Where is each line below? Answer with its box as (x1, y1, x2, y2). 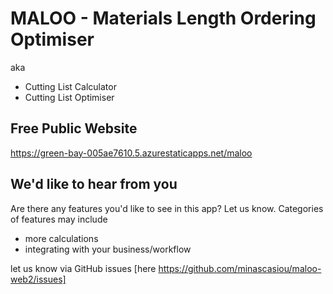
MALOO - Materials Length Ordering (10, 7, 317, 30)
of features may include (10, 213, 108, 225)
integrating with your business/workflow (24, 243, 192, 255)
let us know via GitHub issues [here (10, 262, 157, 274)
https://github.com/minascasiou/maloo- (158, 262, 322, 274)
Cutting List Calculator (24, 80, 117, 92)
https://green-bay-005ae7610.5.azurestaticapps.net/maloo (10, 147, 253, 159)
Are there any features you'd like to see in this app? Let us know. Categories (10, 202, 324, 214)
